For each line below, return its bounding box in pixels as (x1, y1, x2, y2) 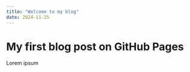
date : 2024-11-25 (6, 14, 50, 20)
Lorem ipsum (6, 60, 39, 67)
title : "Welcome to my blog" (6, 8, 79, 15)
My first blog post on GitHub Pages (6, 40, 184, 54)
